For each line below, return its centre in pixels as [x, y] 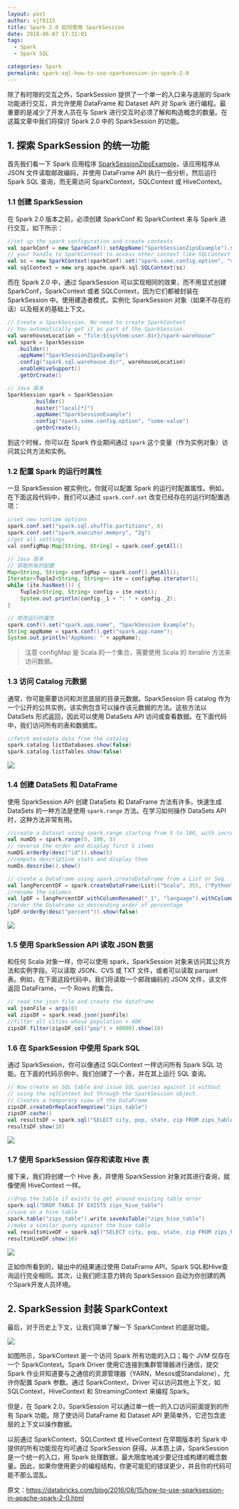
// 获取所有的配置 [31, 566]
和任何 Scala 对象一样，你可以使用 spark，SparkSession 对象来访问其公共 [116, 962]
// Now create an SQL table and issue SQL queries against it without [114, 1087]
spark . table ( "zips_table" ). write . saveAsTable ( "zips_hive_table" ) [106, 1219]
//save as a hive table [43, 1212]
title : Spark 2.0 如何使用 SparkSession [66, 27]
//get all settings [36, 540]
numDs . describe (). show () [44, 866]
